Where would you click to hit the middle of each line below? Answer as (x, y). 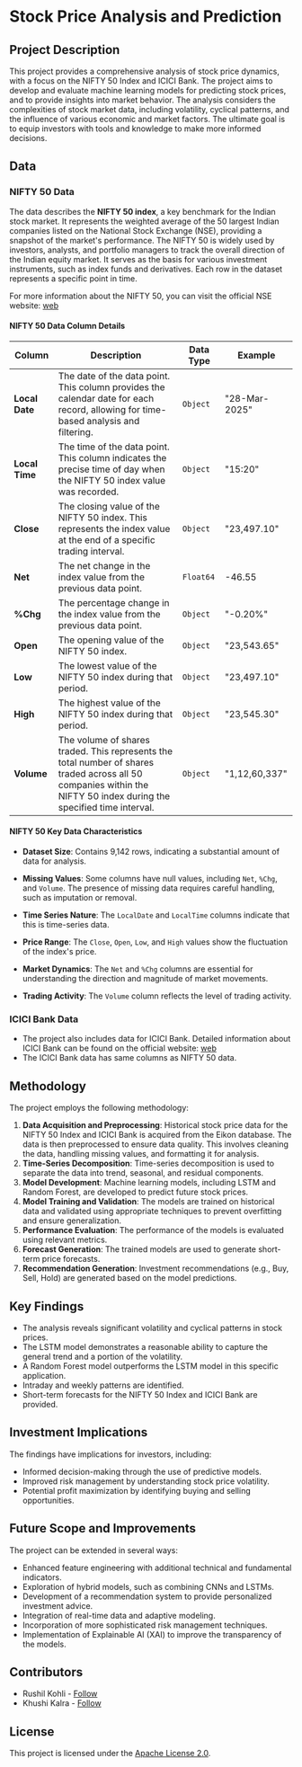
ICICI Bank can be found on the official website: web (120, 1048)
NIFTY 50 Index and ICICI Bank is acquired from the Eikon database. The (157, 1135)
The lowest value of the (107, 665)
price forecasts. (71, 1259)
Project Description (65, 50)
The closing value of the (109, 506)
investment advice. (58, 1605)
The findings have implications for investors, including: (111, 1454)
